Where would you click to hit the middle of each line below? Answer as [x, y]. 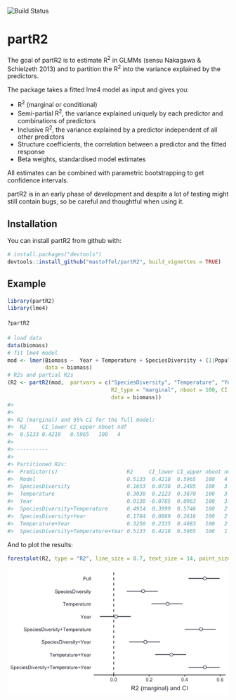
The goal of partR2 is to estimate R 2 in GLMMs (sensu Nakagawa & [104, 59]
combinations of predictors [57, 120]
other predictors [41, 137]
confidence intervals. [38, 180]
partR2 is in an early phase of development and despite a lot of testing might [118, 194]
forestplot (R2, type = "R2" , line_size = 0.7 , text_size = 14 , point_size [119, 558]
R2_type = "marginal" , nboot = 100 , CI [170, 390]
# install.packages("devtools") [54, 255]
